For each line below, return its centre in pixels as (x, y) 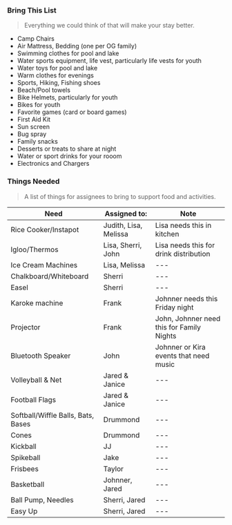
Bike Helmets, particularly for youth (67, 97)
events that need (182, 356)
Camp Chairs (36, 39)
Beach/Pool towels (44, 90)
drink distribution (183, 254)
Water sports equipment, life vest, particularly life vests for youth (109, 61)
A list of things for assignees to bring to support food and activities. (120, 196)
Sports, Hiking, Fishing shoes (59, 83)
